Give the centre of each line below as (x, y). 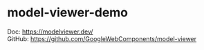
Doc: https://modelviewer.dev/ (50, 32)
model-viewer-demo (68, 13)
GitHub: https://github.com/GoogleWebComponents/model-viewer (102, 38)
